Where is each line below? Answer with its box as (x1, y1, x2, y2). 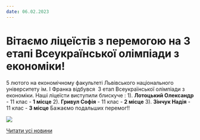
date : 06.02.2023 (6, 8, 49, 15)
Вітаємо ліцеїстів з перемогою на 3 (6, 34, 190, 47)
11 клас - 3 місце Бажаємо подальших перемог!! (6, 104, 130, 112)
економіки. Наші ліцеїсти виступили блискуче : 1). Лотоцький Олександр (6, 91, 194, 98)
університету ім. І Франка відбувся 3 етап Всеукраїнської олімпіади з (6, 85, 185, 93)
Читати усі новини (6, 127, 52, 134)
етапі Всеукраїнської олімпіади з (6, 47, 180, 60)
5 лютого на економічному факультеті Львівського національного (6, 79, 174, 86)
